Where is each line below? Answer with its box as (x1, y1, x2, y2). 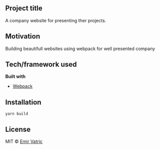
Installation (5, 98, 42, 107)
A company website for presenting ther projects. (5, 17, 106, 23)
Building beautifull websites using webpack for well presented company (5, 45, 155, 52)
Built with (5, 73, 26, 80)
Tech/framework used (5, 60, 77, 69)
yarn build (5, 111, 28, 117)
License (5, 125, 31, 133)
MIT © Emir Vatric (5, 138, 43, 144)
